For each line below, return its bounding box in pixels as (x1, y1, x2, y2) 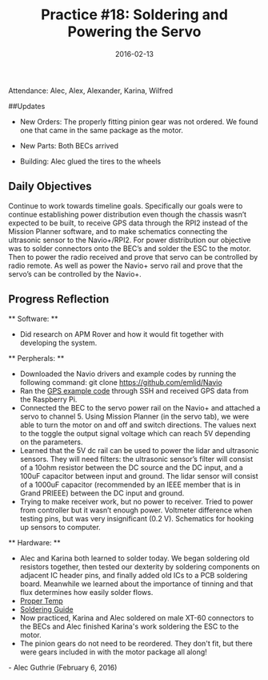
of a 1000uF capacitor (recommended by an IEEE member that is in (19, 480, 242, 489)
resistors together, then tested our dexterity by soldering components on (19, 561, 260, 571)
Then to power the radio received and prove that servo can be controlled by (8, 252, 258, 261)
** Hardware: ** (8, 537, 62, 547)
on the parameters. (19, 437, 83, 447)
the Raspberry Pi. (19, 395, 78, 404)
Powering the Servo (67, 22, 202, 41)
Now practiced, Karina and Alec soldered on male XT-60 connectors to (19, 613, 254, 622)
